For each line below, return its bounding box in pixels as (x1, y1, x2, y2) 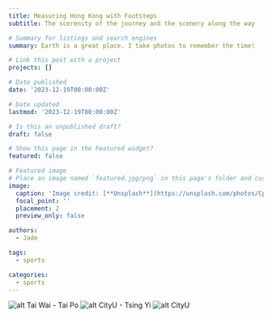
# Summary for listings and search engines (8, 34, 158, 42)
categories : (8, 270, 49, 279)
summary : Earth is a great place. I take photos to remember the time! (8, 41, 255, 49)
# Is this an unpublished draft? (8, 122, 121, 130)
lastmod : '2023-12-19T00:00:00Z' (8, 108, 121, 116)
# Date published (8, 78, 67, 87)
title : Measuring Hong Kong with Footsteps (8, 11, 158, 20)
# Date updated (8, 100, 60, 108)
